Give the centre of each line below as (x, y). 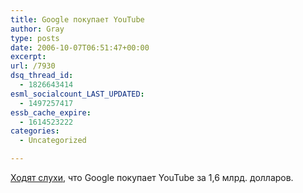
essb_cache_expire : (51, 112)
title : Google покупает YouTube (77, 19)
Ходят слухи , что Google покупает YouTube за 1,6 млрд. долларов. (152, 177)
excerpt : (28, 57)
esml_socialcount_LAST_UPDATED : (77, 94)
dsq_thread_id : (42, 76)
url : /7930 (33, 66)
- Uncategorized (53, 141)
